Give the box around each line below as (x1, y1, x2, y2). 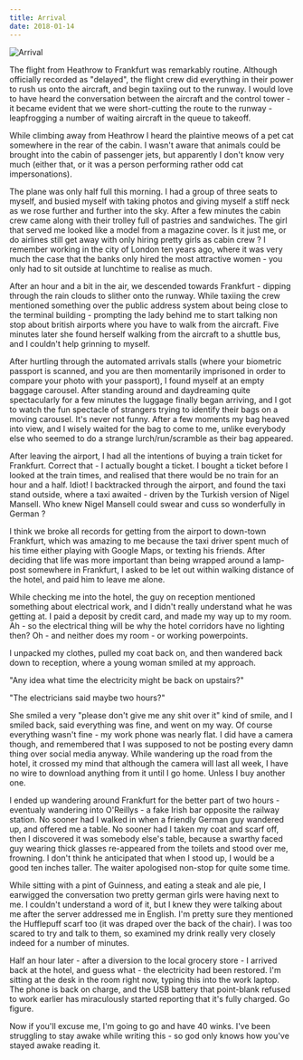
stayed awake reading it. (9, 1039, 101, 1051)
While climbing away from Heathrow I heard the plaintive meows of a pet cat (9, 130, 294, 140)
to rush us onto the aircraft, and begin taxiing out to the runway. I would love (9, 83, 294, 94)
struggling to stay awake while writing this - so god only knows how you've (9, 1030, 289, 1041)
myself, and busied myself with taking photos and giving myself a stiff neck (9, 196, 290, 207)
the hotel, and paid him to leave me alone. (9, 573, 166, 584)
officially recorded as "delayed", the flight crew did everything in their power (9, 73, 294, 84)
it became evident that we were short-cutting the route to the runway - (9, 102, 273, 113)
